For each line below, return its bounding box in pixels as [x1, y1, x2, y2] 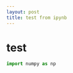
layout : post [6, 9, 40, 15]
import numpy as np [6, 61, 56, 67]
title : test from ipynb [6, 15, 67, 21]
